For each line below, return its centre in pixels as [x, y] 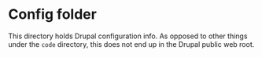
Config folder [52, 14]
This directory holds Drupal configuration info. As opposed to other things [128, 36]
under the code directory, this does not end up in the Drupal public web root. [131, 44]
